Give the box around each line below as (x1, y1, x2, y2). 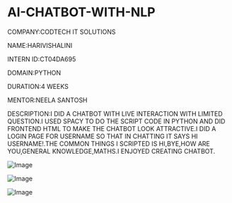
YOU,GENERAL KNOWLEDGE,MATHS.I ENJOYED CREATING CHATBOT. (7, 147, 216, 155)
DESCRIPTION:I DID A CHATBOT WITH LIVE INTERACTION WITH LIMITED (7, 109, 223, 118)
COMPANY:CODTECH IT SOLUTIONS (7, 27, 116, 36)
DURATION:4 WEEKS (7, 82, 69, 90)
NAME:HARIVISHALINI (7, 41, 73, 49)
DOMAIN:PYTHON (7, 68, 62, 77)
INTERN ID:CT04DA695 (7, 54, 76, 63)
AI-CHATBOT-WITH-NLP (7, 4, 156, 20)
